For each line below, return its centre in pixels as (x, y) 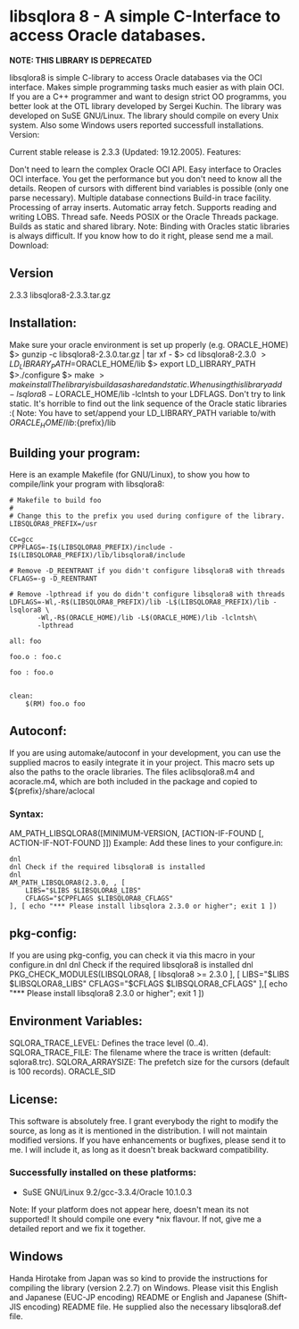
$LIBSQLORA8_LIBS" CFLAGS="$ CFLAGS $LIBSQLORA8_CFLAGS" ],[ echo (149, 983)
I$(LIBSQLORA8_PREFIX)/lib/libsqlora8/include (97, 555)
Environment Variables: (76, 1021)
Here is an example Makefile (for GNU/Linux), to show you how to (129, 474)
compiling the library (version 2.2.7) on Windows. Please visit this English (144, 1287)
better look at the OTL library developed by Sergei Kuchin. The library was (145, 106)
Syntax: (27, 814)
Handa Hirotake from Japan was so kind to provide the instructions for (138, 1278)
